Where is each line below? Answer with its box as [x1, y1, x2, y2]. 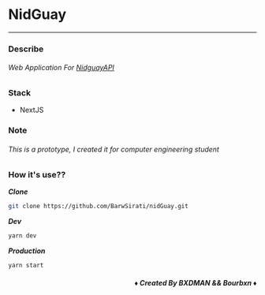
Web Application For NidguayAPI [8, 63, 114, 73]
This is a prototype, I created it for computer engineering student [8, 144, 219, 154]
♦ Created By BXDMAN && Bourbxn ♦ [134, 278, 257, 288]
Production [8, 246, 46, 256]
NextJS [19, 105, 44, 115]
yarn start [8, 261, 44, 269]
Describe [8, 43, 44, 54]
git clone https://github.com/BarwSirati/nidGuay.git [8, 202, 189, 210]
